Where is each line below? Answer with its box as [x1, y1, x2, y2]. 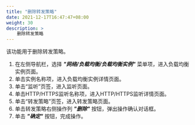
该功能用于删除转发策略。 [6, 48, 69, 55]
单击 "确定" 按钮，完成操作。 [14, 112, 87, 120]
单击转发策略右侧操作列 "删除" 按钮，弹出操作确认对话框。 [14, 105, 159, 112]
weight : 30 [6, 20, 33, 26]
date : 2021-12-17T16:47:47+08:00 [6, 14, 89, 20]
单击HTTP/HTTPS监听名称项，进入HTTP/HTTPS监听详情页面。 [14, 90, 170, 98]
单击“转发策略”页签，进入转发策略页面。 [14, 98, 114, 105]
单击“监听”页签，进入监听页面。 [14, 83, 93, 90]
